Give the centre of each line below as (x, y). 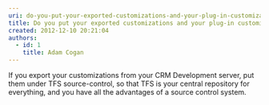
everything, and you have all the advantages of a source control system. (127, 92)
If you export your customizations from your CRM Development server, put (131, 75)
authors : (23, 38)
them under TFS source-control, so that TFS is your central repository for (129, 84)
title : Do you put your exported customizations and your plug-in (121, 23)
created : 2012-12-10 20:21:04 (59, 30)
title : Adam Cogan (53, 52)
